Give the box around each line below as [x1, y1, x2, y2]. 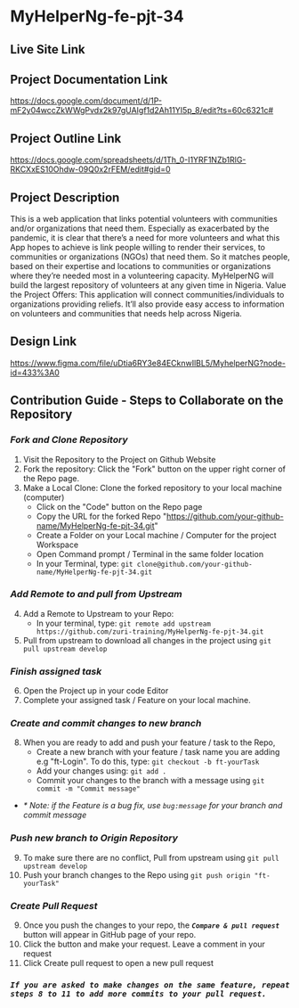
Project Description [10, 190, 120, 205]
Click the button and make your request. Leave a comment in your [22, 938, 266, 949]
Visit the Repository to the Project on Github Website [22, 454, 216, 464]
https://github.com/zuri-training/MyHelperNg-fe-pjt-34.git [36, 627, 264, 636]
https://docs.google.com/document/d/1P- [10, 95, 163, 106]
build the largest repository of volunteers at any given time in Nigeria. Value [10, 280, 287, 291]
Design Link [10, 334, 77, 349]
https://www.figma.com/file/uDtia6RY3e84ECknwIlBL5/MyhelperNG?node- [10, 357, 286, 368]
